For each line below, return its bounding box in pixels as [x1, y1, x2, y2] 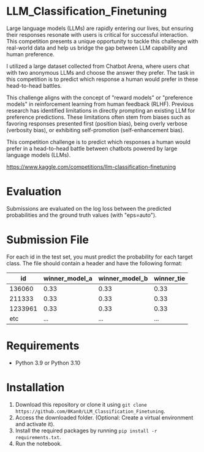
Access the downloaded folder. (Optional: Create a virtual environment [15, 413, 194, 421]
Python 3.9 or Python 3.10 [15, 359, 81, 366]
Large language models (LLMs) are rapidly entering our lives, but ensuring [6, 24, 194, 32]
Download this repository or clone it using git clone [15, 401, 147, 408]
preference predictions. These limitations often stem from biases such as [6, 113, 191, 121]
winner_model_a [43, 274, 93, 282]
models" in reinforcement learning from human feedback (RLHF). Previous [6, 100, 194, 108]
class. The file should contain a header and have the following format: [6, 259, 183, 267]
